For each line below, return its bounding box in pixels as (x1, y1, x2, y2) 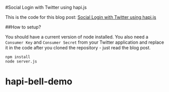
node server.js (5, 59, 37, 64)
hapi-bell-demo (5, 76, 72, 87)
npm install (5, 54, 30, 59)
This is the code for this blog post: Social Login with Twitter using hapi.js (5, 14, 156, 20)
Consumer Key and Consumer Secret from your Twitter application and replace (5, 39, 164, 45)
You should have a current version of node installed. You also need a (5, 34, 148, 40)
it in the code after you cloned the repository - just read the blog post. (5, 45, 151, 50)
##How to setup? (5, 24, 41, 30)
